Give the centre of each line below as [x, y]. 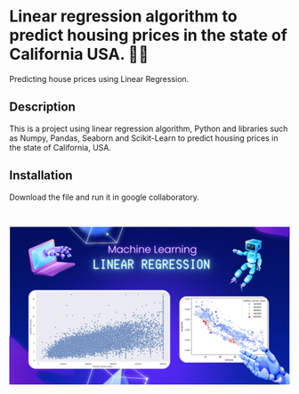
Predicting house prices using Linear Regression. [99, 78]
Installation [41, 176]
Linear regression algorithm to [123, 16]
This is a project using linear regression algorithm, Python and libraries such [149, 128]
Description [42, 107]
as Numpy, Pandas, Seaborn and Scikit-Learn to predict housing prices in [144, 138]
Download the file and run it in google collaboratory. [105, 197]
